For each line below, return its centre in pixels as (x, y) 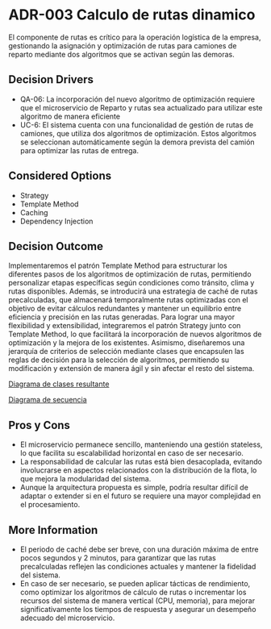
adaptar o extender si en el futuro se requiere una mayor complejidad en (140, 496)
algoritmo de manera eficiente (70, 116)
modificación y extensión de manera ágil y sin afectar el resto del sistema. (131, 369)
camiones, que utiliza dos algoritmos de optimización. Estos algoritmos (138, 133)
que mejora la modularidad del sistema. (85, 479)
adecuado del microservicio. (67, 618)
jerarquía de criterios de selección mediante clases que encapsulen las (126, 352)
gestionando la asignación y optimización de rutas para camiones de (123, 45)
